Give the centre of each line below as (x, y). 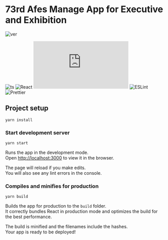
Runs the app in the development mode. (47, 152)
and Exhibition (36, 20)
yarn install (19, 120)
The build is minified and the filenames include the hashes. (67, 227)
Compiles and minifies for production (52, 186)
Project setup (27, 108)
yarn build (17, 197)
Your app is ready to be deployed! (40, 232)
